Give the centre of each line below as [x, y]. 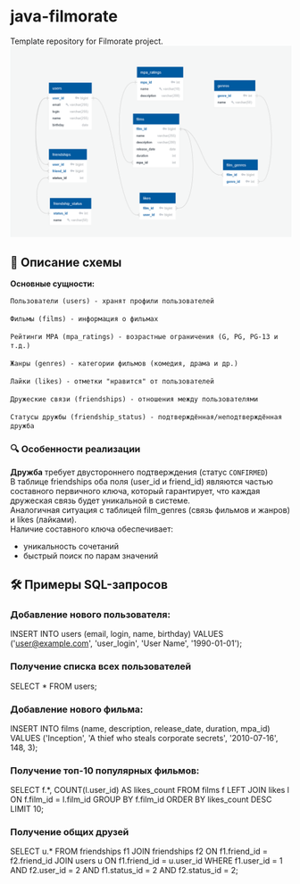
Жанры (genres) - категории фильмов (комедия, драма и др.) [125, 364]
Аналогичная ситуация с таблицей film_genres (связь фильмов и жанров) [150, 509]
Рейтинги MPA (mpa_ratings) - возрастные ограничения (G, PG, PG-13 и [144, 337]
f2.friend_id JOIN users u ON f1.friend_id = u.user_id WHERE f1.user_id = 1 [146, 861]
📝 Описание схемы [66, 262]
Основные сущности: [53, 284]
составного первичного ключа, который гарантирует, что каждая [135, 491]
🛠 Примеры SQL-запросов [89, 585]
